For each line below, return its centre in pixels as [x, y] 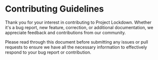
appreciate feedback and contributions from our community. [66, 32]
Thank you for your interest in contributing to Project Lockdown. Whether [78, 22]
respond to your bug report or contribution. [48, 52]
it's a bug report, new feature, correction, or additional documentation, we [79, 27]
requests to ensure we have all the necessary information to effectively [76, 47]
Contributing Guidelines [54, 9]
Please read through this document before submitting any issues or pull [77, 42]
